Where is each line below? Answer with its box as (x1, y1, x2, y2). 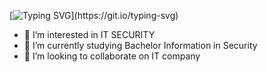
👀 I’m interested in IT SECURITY (23, 29, 156, 40)
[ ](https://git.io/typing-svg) (9, 10, 179, 21)
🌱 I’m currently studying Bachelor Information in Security (23, 40, 258, 51)
